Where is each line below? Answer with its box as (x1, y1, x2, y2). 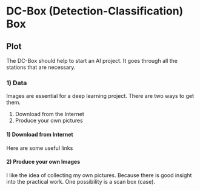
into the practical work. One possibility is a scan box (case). (6, 178, 156, 185)
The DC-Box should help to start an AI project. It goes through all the (6, 57, 178, 64)
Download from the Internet (15, 111, 84, 118)
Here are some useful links (6, 144, 73, 152)
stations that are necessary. (6, 63, 76, 71)
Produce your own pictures (15, 117, 83, 125)
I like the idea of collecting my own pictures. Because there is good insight (6, 171, 192, 179)
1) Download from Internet (6, 131, 74, 138)
